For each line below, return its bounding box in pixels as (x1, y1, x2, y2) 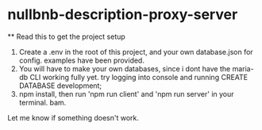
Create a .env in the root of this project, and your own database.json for (18, 47, 253, 56)
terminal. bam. (18, 97, 67, 107)
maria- (232, 63, 255, 73)
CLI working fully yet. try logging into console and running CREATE (29, 72, 248, 82)
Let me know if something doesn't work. (7, 113, 140, 122)
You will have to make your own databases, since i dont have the (18, 63, 231, 73)
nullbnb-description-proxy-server (7, 6, 238, 24)
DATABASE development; (18, 81, 102, 90)
